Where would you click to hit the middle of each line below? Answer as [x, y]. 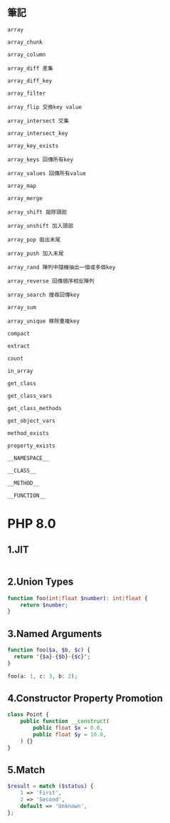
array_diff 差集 [30, 68]
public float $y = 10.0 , [70, 735]
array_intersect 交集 [38, 121]
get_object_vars [31, 421]
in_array [20, 371]
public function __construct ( [65, 721]
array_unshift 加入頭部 [40, 226]
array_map [22, 186]
